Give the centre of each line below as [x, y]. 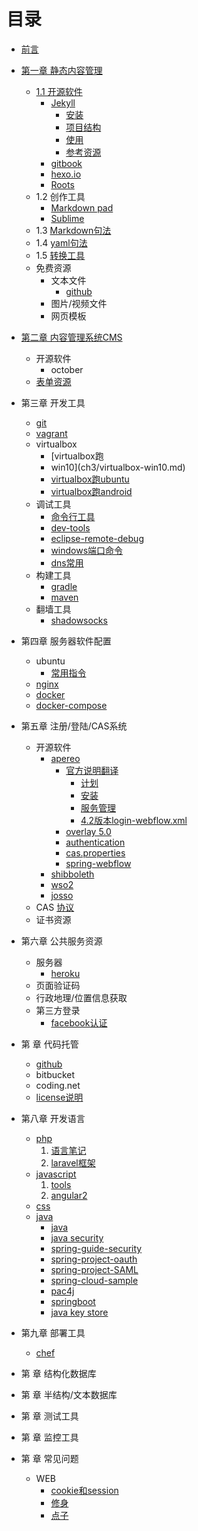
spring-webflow [98, 863]
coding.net [58, 1085]
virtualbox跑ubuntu [90, 479]
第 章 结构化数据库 [58, 1373]
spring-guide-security [96, 1248]
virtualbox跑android [91, 491]
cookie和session [84, 1490]
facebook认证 [79, 1022]
